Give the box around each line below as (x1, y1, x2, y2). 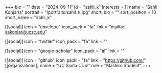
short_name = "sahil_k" (5, 15, 52, 20)
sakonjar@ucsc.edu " (5, 29, 47, 35)
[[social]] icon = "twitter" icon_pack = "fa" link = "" (5, 38, 108, 44)
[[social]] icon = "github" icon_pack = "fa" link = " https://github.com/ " (5, 57, 146, 63)
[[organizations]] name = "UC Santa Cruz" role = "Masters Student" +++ (5, 63, 152, 68)
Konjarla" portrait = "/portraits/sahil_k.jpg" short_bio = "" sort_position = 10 (5, 9, 157, 15)
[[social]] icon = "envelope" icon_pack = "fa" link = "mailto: (5, 24, 125, 30)
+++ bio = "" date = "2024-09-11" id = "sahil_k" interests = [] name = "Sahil (5, 4, 158, 10)
